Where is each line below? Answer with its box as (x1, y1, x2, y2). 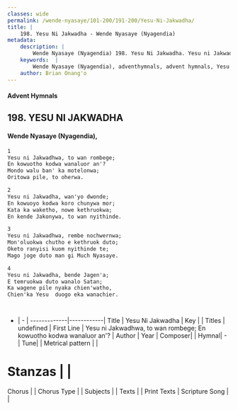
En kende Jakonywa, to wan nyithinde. (7, 213, 122, 220)
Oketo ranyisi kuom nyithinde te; (7, 246, 110, 253)
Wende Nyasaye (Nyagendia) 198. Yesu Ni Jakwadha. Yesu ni (33, 50, 211, 57)
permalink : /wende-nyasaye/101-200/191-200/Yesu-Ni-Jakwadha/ (7, 17, 195, 24)
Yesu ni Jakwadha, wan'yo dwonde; (7, 193, 110, 200)
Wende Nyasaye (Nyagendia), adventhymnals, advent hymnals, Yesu (33, 63, 230, 70)
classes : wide (7, 10, 50, 18)
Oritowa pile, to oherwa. (7, 174, 84, 181)
